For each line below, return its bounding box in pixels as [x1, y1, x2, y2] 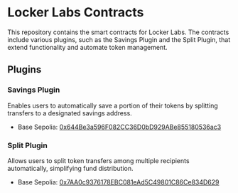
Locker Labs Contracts [7, 4, 144, 21]
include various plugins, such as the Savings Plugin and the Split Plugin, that [7, 35, 231, 43]
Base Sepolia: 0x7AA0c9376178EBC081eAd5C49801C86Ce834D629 [17, 177, 220, 186]
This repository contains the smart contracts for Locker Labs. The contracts [7, 28, 229, 36]
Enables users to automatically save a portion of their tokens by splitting [7, 101, 218, 110]
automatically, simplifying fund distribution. [7, 164, 134, 172]
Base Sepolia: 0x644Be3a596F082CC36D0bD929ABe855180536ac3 [17, 122, 222, 131]
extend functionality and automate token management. [7, 43, 168, 51]
